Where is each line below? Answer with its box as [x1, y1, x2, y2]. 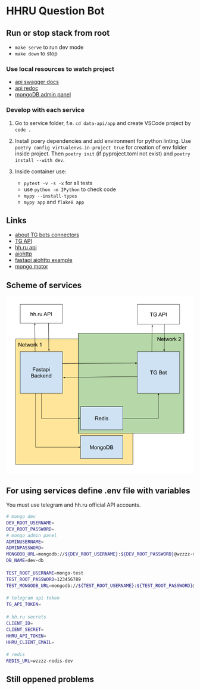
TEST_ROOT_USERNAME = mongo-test [6, 570, 84, 576]
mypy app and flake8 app [23, 198, 85, 205]
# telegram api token [6, 595, 60, 601]
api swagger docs [14, 79, 60, 86]
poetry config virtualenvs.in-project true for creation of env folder [14, 143, 187, 151]
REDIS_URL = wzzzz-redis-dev [6, 658, 73, 664]
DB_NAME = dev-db [6, 558, 44, 564]
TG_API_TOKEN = [6, 601, 42, 608]
